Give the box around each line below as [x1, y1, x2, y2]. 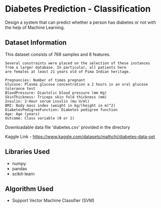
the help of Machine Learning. [5, 24, 65, 30]
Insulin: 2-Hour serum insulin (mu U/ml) [5, 99, 90, 104]
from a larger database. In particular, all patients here [5, 65, 127, 70]
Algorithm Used [5, 185, 54, 193]
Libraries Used [5, 148, 50, 156]
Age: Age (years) [5, 111, 40, 117]
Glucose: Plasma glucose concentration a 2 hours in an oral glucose [5, 82, 148, 87]
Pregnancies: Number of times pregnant [5, 77, 86, 83]
